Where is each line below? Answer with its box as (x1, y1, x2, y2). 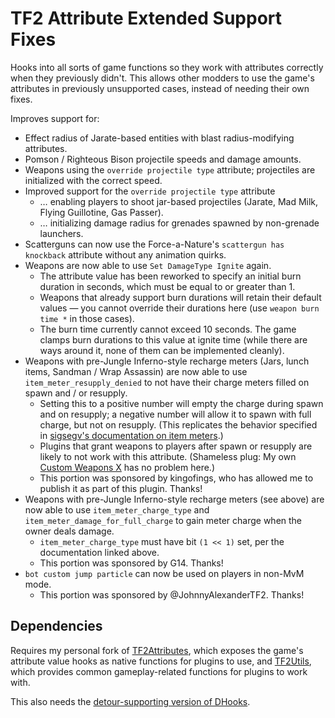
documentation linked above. (39, 546, 160, 558)
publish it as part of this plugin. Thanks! (39, 482, 203, 494)
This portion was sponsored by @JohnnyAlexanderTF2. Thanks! (39, 588, 305, 601)
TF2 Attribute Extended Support (10, 7, 283, 30)
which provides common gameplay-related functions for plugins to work (10, 665, 308, 677)
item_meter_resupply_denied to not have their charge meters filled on (24, 376, 310, 388)
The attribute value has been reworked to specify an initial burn (39, 270, 302, 282)
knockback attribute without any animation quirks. (24, 248, 227, 261)
